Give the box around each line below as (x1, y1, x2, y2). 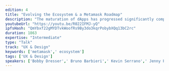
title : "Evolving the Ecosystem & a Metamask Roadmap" (5, 12, 123, 17)
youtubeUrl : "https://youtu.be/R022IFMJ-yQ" (5, 21, 100, 26)
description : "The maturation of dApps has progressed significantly (5, 16, 154, 21)
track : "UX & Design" (5, 44, 51, 49)
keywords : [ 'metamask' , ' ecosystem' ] (5, 49, 84, 54)
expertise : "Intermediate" (5, 35, 62, 40)
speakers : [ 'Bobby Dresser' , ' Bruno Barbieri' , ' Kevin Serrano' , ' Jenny (5, 58, 161, 63)
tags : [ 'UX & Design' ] (5, 53, 53, 59)
